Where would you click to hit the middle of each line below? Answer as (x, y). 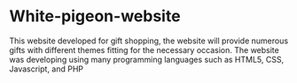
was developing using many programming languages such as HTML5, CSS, (147, 59)
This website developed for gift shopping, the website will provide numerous (149, 41)
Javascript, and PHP (47, 69)
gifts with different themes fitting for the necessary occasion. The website (144, 49)
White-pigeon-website (95, 16)
